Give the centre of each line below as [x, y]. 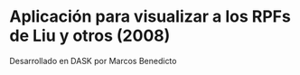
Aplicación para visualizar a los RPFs [150, 17]
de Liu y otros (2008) [90, 36]
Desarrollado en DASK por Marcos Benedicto [93, 61]
